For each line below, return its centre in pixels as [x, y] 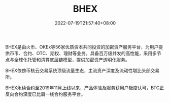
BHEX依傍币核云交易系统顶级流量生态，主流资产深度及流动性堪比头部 [78, 70]
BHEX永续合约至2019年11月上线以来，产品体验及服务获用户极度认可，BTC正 [84, 88]
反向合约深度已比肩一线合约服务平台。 [45, 94]
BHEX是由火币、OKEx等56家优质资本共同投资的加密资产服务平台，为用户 [82, 47]
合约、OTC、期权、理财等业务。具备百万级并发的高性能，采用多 [90, 53]
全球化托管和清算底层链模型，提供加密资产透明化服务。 [72, 60]
